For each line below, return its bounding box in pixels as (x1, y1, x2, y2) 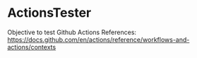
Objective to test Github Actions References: (7, 28, 136, 36)
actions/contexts (7, 43, 56, 51)
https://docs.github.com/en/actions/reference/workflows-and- (7, 35, 190, 43)
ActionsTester (7, 5, 92, 21)
